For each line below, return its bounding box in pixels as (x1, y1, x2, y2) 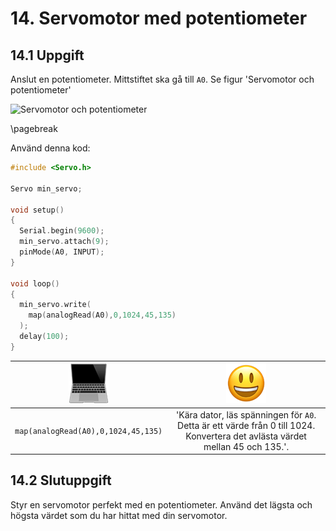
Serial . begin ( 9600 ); (19, 226, 105, 236)
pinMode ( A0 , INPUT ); (19, 247, 105, 257)
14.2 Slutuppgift (10, 472, 112, 489)
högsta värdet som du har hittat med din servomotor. (10, 509, 228, 521)
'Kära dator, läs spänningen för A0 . (176, 408, 317, 421)
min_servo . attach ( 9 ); (19, 237, 110, 247)
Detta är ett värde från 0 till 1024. (177, 419, 316, 431)
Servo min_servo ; (10, 183, 83, 194)
